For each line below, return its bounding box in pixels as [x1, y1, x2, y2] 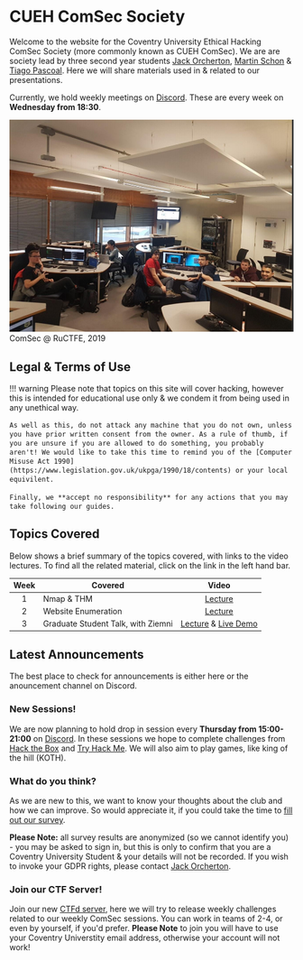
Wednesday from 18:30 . [9, 101, 102, 112]
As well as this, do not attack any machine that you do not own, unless [9, 421, 293, 430]
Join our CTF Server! [9, 882, 103, 895]
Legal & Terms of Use [9, 359, 131, 374]
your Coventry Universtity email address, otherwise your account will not [9, 932, 280, 944]
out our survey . [9, 815, 66, 826]
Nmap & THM [42, 593, 93, 604]
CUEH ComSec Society [9, 6, 186, 27]
